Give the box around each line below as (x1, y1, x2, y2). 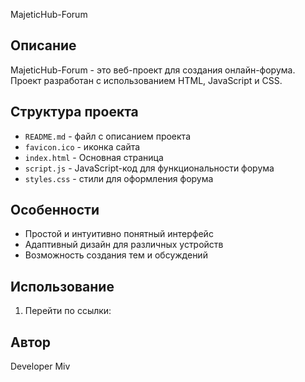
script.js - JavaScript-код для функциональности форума (24, 162, 275, 174)
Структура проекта (10, 104, 139, 121)
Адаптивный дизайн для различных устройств (24, 239, 224, 251)
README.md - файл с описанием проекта (24, 130, 191, 142)
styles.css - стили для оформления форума (24, 172, 214, 184)
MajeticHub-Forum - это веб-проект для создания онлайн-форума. (10, 64, 296, 76)
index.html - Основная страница (24, 151, 164, 163)
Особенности (10, 202, 100, 219)
